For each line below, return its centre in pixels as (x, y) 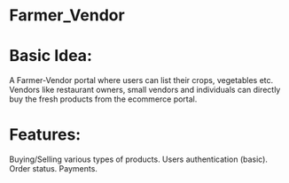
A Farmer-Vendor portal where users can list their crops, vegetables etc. (141, 80)
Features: (45, 135)
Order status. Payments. (53, 169)
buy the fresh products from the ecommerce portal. (103, 99)
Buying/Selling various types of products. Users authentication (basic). (139, 159)
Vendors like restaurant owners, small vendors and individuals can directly (145, 90)
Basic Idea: (51, 56)
